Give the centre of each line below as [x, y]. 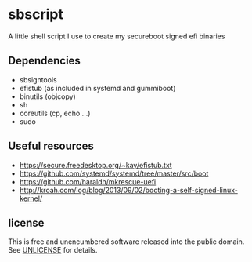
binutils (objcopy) [47, 96]
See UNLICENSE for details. [53, 250]
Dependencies [44, 61]
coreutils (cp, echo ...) [55, 113]
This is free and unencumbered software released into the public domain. [126, 242]
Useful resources [51, 146]
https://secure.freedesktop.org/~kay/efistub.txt [95, 165]
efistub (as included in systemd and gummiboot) [97, 88]
